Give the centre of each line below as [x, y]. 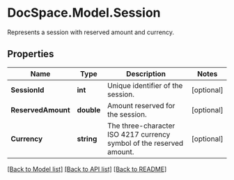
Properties [31, 54]
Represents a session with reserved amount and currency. [91, 32]
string [87, 139]
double [89, 110]
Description [146, 73]
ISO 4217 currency [139, 134]
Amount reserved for [141, 105]
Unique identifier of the [145, 85]
